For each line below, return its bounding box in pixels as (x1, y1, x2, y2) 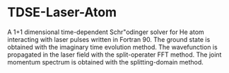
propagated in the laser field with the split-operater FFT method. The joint (7, 50, 222, 59)
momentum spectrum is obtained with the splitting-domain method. (7, 57, 204, 66)
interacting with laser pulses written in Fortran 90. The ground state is (7, 35, 211, 43)
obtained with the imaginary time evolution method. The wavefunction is (7, 43, 218, 51)
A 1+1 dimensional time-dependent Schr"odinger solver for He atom (7, 28, 205, 36)
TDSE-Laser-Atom (7, 4, 117, 21)
